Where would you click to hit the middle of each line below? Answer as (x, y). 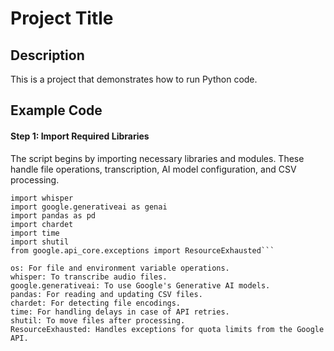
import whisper (42, 198)
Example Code (56, 110)
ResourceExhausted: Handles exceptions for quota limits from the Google (167, 329)
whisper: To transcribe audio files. (89, 277)
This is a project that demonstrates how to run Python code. (134, 79)
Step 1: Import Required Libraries (80, 136)
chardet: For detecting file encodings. (96, 303)
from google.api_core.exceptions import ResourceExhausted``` (142, 250)
